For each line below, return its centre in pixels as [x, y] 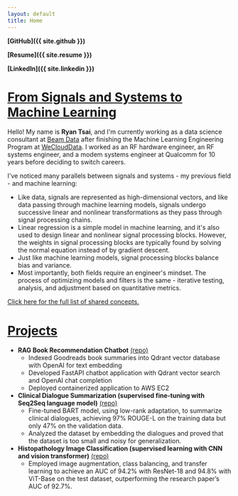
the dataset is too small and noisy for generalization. [105, 441]
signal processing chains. [55, 220]
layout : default [31, 14]
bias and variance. [45, 265]
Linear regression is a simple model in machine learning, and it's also [119, 228]
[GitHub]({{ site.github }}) [47, 41]
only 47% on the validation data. [76, 426]
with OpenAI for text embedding [75, 365]
